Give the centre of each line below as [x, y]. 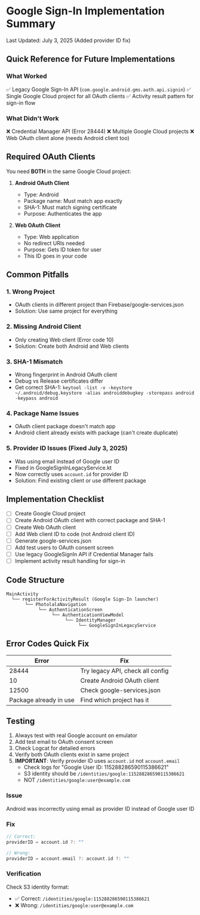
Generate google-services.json [53, 541]
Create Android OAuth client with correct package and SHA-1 [90, 520]
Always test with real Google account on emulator [76, 735]
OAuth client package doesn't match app [65, 426]
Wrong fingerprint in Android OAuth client [66, 375]
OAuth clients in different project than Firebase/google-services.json [99, 305]
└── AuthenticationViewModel [88, 615]
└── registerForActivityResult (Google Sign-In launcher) [85, 599]
